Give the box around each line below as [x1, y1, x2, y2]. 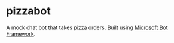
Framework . [6, 30, 36, 37]
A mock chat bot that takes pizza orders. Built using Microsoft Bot [6, 24, 169, 31]
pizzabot [6, 4, 51, 18]
